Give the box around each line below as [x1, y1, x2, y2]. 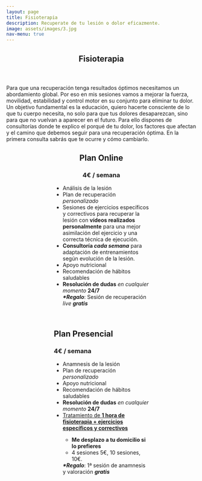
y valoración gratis [62, 468, 110, 475]
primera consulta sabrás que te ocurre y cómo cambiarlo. [6, 135, 150, 142]
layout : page [6, 8, 39, 15]
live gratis [62, 300, 89, 307]
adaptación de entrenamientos [62, 248, 139, 256]
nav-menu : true [6, 31, 45, 37]
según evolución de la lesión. [62, 255, 135, 262]
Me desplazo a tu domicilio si [71, 436, 146, 443]
